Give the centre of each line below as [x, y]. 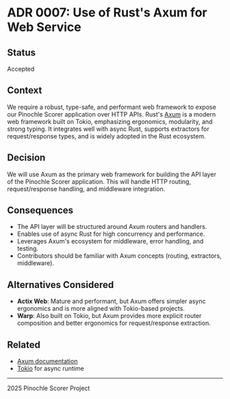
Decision [26, 158]
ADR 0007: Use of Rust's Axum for [107, 13]
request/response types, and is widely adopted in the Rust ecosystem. [106, 136]
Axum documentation [47, 361]
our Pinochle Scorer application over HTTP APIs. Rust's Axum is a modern [112, 114]
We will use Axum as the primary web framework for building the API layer [112, 174]
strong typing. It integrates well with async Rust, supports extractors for [108, 129]
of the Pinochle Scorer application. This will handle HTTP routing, [99, 181]
